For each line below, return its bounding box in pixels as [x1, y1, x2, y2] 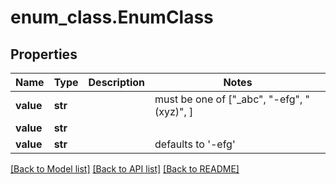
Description [88, 76, 145, 89]
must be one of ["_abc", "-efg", [154, 92, 303, 106]
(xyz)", [154, 105, 187, 118]
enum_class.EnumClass [10, 6, 214, 29]
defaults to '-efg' [154, 137, 236, 151]
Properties [10, 46, 78, 63]
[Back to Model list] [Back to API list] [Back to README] [10, 163, 240, 175]
